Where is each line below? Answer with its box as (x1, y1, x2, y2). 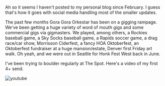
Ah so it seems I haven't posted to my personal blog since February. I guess (5, 4, 161, 10)
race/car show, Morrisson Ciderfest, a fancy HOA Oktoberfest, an (5, 40, 139, 46)
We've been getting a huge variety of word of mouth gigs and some (5, 24, 144, 30)
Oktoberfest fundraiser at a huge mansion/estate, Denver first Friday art (5, 46, 153, 51)
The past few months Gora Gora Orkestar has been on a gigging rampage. (5, 19, 158, 25)
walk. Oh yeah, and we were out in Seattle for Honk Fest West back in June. (5, 51, 161, 57)
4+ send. (5, 66, 24, 72)
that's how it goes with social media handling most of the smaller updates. (5, 9, 157, 15)
